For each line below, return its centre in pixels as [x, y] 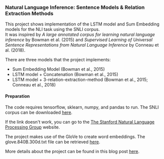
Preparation [17, 96]
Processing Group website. [33, 127]
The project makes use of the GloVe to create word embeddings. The [75, 136]
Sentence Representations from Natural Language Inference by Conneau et [82, 45]
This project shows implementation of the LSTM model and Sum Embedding [82, 24]
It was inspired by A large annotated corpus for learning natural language [80, 35]
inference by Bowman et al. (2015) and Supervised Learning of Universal [79, 40]
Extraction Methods [29, 13]
